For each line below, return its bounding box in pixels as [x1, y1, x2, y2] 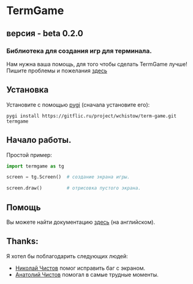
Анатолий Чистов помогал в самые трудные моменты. [15, 271, 159, 278]
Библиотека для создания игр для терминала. [6, 47, 152, 55]
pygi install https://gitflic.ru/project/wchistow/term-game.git [6, 113, 176, 119]
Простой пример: [6, 151, 52, 158]
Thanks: [6, 236, 39, 247]
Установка [6, 85, 49, 95]
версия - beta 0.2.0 [6, 28, 84, 39]
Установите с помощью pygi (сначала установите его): [6, 101, 150, 108]
